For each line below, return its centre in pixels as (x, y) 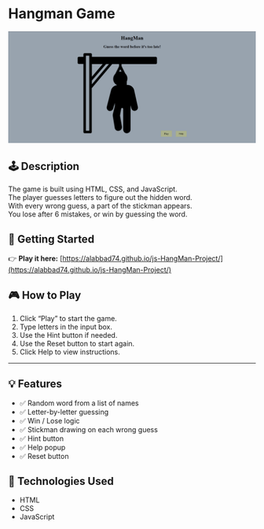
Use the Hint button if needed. (68, 335)
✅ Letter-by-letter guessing (64, 412)
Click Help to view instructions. (70, 352)
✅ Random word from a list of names (79, 403)
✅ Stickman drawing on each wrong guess (89, 429)
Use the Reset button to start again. (77, 343)
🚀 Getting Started (51, 239)
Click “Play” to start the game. (68, 318)
